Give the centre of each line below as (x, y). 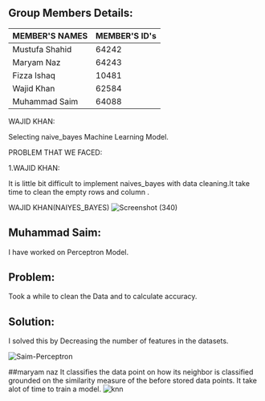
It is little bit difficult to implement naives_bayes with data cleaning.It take (129, 183)
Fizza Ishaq (34, 75)
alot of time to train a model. (55, 389)
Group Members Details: (71, 13)
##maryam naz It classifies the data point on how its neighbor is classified (131, 372)
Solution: (31, 321)
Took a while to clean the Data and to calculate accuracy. (103, 297)
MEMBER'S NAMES (50, 35)
